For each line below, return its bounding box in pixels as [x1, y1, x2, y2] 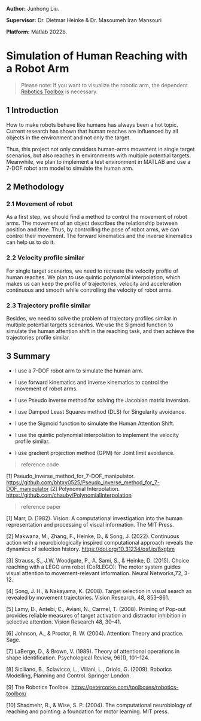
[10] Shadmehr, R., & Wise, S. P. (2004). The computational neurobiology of [6, 701, 193, 708]
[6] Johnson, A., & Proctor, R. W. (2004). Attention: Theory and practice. [6, 630, 184, 637]
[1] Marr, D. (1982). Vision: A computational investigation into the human [6, 514, 183, 522]
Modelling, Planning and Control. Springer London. [6, 672, 132, 679]
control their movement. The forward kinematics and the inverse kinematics [6, 233, 193, 240]
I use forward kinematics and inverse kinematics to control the [14, 378, 169, 386]
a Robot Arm [6, 62, 69, 75]
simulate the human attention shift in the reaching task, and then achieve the [6, 328, 194, 335]
